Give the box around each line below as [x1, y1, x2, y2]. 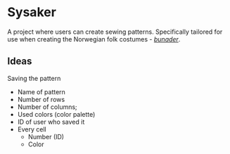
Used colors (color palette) [17, 110, 96, 118]
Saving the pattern [7, 74, 61, 82]
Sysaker [7, 4, 56, 20]
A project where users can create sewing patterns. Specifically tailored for [7, 27, 223, 36]
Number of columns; [17, 103, 77, 111]
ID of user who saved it [17, 117, 85, 126]
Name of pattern [17, 87, 65, 96]
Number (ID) [27, 132, 65, 141]
